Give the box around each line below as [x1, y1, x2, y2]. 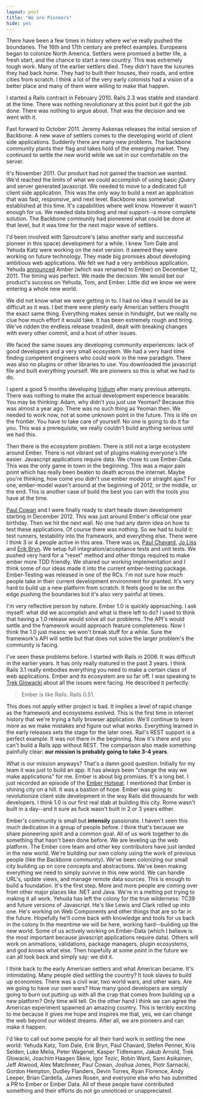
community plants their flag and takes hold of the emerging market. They [6, 145, 190, 153]
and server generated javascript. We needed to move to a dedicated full [6, 182, 187, 190]
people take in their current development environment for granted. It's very [6, 578, 195, 585]
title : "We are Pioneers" [6, 15, 72, 21]
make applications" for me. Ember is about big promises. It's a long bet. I [6, 773, 189, 780]
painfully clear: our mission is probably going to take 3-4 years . [6, 748, 169, 755]
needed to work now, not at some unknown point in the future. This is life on [6, 411, 197, 419]
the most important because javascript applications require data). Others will [6, 934, 199, 941]
